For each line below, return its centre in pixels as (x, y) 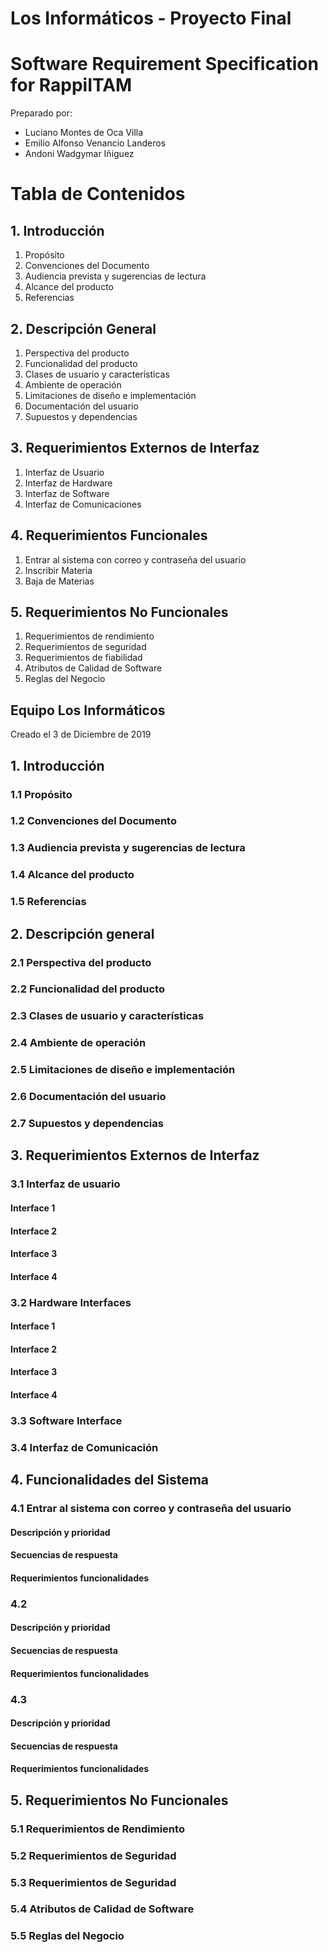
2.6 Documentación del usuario (88, 1097)
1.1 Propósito (41, 794)
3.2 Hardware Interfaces (71, 1302)
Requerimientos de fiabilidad (83, 658)
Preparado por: (41, 113)
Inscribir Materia (58, 570)
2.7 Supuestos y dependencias (87, 1124)
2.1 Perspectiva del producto (81, 962)
